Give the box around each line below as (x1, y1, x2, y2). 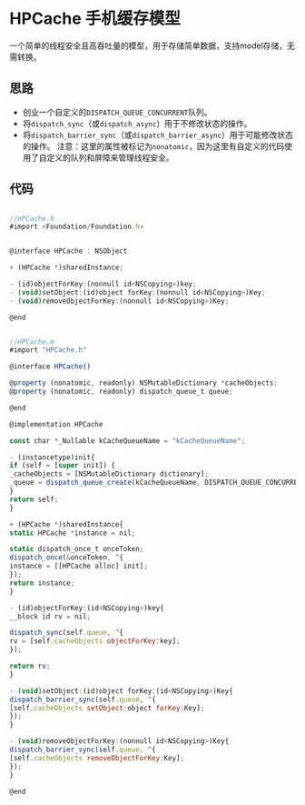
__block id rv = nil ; (9, 611, 92, 621)
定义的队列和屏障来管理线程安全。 (46, 152, 174, 163)
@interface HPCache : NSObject (9, 247, 128, 256)
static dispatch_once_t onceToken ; (9, 545, 144, 554)
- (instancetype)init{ (9, 452, 95, 462)
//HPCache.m (9, 337, 54, 347)
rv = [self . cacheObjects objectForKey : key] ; (9, 637, 181, 646)
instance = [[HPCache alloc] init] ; (9, 561, 148, 571)
